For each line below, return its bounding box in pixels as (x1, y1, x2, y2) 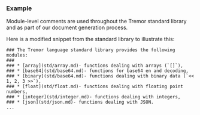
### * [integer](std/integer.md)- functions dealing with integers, (6, 94, 181, 100)
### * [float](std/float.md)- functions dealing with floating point (6, 83, 184, 90)
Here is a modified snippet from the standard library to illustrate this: (6, 36, 175, 43)
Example (6, 4, 32, 13)
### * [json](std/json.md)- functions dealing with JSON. (6, 100, 154, 105)
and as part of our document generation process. (6, 24, 128, 31)
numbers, (6, 89, 28, 95)
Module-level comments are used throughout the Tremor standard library (6, 18, 187, 25)
